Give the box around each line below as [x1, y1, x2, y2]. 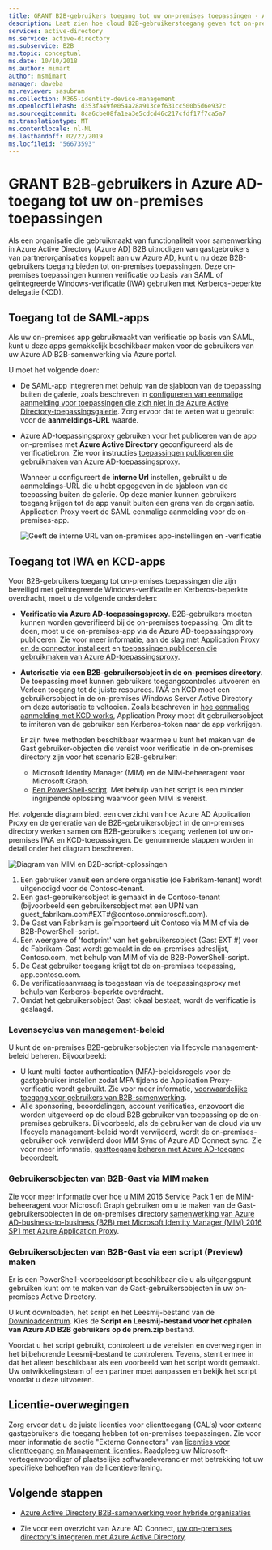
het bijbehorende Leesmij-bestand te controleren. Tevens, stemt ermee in [8, 1348, 254, 1358]
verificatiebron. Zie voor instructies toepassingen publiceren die [19, 448, 234, 458]
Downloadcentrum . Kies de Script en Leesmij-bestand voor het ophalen [8, 1316, 253, 1326]
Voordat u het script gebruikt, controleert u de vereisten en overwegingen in [8, 1340, 262, 1350]
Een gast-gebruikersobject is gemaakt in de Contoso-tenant [19, 892, 221, 902]
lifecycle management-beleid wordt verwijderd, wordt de [19, 1127, 210, 1137]
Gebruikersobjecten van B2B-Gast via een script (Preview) [8, 1246, 244, 1257]
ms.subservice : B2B [8, 42, 74, 50]
